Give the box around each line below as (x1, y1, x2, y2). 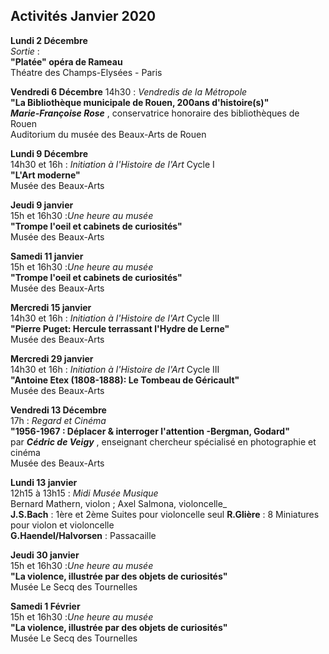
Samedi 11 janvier (10, 250, 84, 262)
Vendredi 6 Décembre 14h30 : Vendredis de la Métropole (10, 85, 248, 98)
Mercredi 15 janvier (10, 301, 92, 313)
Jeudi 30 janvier (10, 549, 80, 561)
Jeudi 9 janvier (10, 199, 74, 211)
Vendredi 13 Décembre (10, 404, 107, 416)
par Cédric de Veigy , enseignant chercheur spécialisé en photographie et (10, 435, 317, 448)
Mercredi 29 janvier (10, 352, 94, 364)
